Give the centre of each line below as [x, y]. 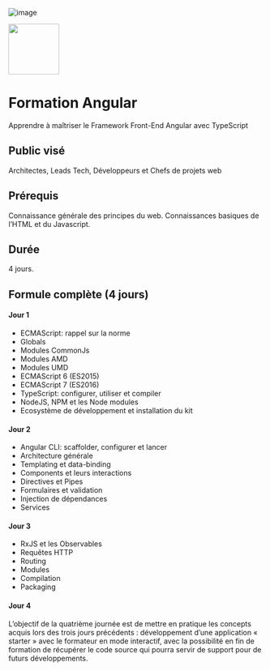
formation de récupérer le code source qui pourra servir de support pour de [135, 649]
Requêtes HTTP [47, 553]
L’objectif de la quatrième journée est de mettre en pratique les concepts [130, 623]
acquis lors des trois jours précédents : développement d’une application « [133, 632]
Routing [33, 561]
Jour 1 [19, 315]
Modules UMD [44, 367]
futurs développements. [48, 658]
